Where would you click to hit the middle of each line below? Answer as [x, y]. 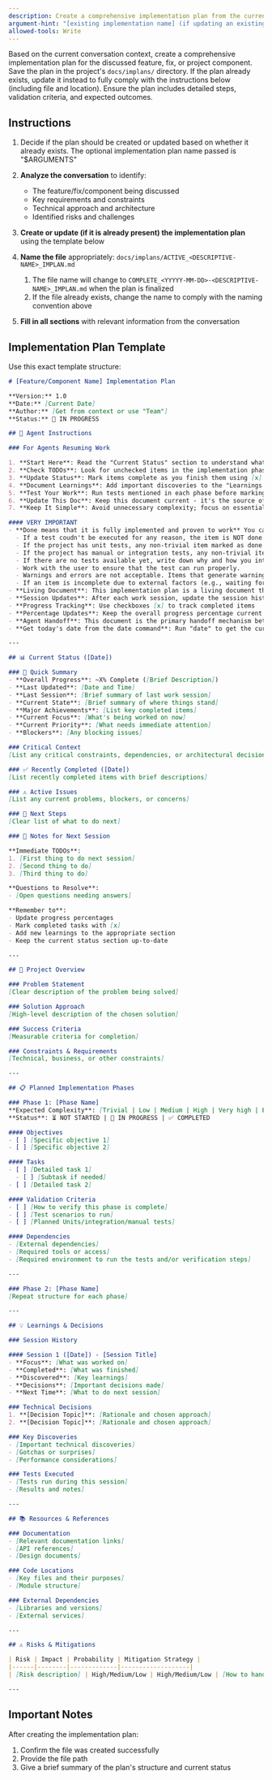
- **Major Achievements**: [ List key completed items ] [103, 710]
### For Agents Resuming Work [59, 448]
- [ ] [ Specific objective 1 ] [59, 1140]
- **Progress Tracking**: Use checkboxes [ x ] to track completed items [132, 606]
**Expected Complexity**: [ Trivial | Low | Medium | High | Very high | [134, 1110]
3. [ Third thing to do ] [49, 874]
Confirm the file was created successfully [89, 1750]
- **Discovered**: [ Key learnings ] [68, 1377]
